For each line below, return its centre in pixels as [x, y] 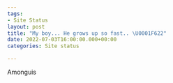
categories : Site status [43, 46]
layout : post [26, 27]
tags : [15, 14]
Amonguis [22, 72]
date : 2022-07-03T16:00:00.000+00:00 [62, 40]
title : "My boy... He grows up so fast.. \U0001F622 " [87, 33]
